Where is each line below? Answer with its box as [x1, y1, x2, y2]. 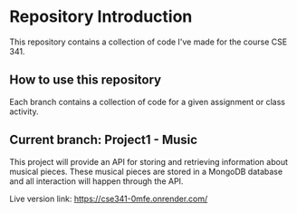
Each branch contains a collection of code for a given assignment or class [9, 96, 285, 107]
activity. [9, 106, 39, 117]
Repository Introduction [9, 6, 193, 27]
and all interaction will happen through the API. [9, 175, 184, 187]
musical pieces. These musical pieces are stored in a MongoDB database [9, 166, 283, 177]
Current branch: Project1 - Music [9, 132, 197, 148]
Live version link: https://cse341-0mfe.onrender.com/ [9, 193, 208, 204]
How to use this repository [9, 73, 162, 88]
